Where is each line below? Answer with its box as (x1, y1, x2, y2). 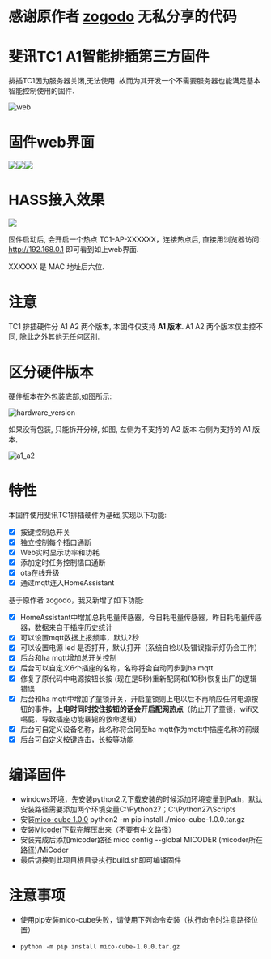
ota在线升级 (19, 568, 60, 578)
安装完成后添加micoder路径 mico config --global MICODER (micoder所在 (19, 834, 263, 844)
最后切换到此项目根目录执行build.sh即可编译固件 (19, 854, 182, 864)
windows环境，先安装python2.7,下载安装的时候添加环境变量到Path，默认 (19, 794, 263, 803)
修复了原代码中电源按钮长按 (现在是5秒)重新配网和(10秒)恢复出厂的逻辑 (19, 674, 257, 683)
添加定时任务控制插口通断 (19, 558, 106, 567)
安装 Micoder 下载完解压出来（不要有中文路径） (19, 824, 176, 834)
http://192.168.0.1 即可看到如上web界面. (8, 245, 139, 254)
